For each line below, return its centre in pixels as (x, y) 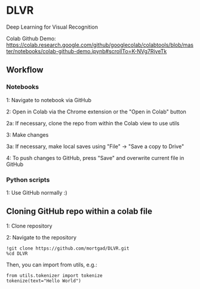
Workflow (25, 70)
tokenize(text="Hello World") (44, 281)
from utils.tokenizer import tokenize (54, 275)
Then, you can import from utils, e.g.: (52, 265)
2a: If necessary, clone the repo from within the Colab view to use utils (93, 123)
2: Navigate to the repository (41, 237)
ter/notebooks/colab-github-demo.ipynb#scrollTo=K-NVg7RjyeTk (87, 51)
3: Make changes (27, 134)
